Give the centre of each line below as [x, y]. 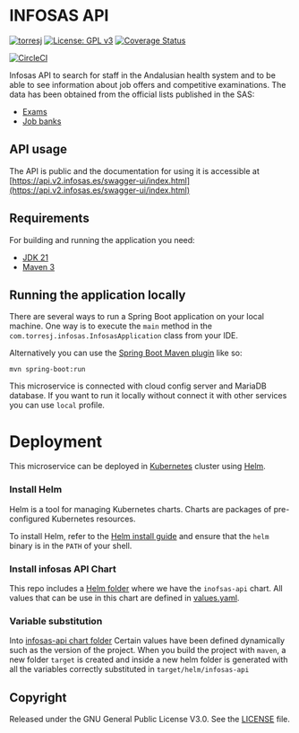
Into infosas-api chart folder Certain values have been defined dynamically [147, 641]
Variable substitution [56, 621]
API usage [38, 149]
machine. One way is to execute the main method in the [111, 326]
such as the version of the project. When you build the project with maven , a [148, 650]
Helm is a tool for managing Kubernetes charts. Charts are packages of [141, 509]
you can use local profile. [57, 406]
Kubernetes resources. [94, 519]
